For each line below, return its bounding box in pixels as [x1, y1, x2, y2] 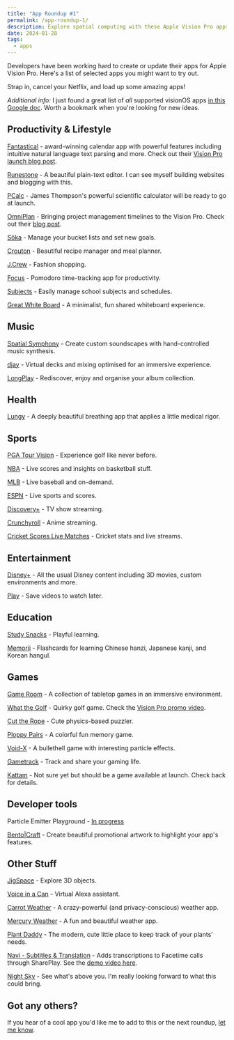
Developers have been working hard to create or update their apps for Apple [7, 62, 226, 70]
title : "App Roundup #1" [7, 10, 79, 17]
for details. [7, 778, 38, 786]
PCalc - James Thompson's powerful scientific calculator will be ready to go [7, 191, 227, 199]
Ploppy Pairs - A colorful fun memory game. [7, 730, 134, 738]
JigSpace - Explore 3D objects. [7, 876, 97, 885]
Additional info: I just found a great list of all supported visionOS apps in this [7, 96, 226, 104]
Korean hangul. [7, 651, 51, 659]
